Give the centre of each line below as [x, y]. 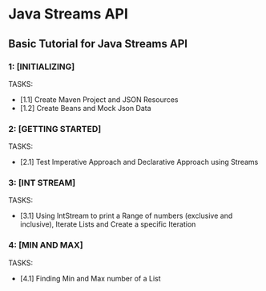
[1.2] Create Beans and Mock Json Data [85, 108]
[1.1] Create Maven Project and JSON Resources [99, 99]
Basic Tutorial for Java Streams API [98, 44]
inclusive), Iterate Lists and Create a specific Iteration [108, 224]
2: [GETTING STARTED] [55, 129]
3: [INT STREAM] [42, 183]
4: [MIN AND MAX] [46, 245]
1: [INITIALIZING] [42, 67]
